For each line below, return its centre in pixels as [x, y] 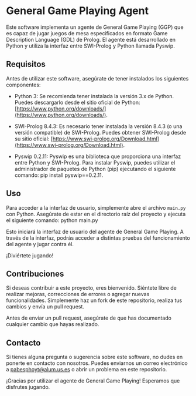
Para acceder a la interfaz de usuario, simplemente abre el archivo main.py [96, 207]
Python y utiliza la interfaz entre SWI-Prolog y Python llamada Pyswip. [91, 46]
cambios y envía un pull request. [45, 307]
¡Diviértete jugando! [30, 255]
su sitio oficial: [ [34, 139]
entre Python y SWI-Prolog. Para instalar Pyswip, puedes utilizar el [95, 162]
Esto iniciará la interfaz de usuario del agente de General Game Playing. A [95, 231]
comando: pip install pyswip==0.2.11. [59, 175]
